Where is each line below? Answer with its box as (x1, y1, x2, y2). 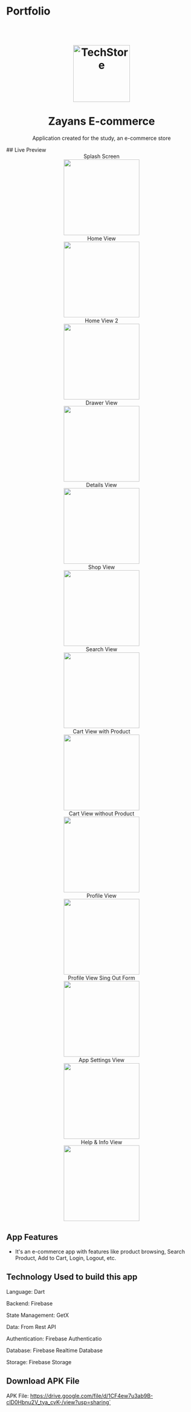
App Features (6, 1231, 59, 1242)
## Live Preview (6, 147, 47, 154)
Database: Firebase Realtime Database (6, 1347, 103, 1354)
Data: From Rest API (6, 1323, 56, 1330)
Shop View (88, 563, 115, 571)
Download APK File (6, 1376, 80, 1387)
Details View (86, 482, 117, 489)
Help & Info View (80, 1139, 123, 1146)
